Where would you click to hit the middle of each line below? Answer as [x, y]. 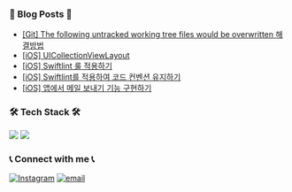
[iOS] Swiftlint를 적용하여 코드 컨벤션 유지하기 [101, 77]
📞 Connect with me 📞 [52, 158]
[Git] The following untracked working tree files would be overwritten [148, 35]
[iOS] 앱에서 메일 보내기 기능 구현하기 [87, 88]
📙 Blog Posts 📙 [41, 14]
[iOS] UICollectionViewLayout [76, 56]
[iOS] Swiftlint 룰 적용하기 [67, 66]
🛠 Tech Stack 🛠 [45, 112]
